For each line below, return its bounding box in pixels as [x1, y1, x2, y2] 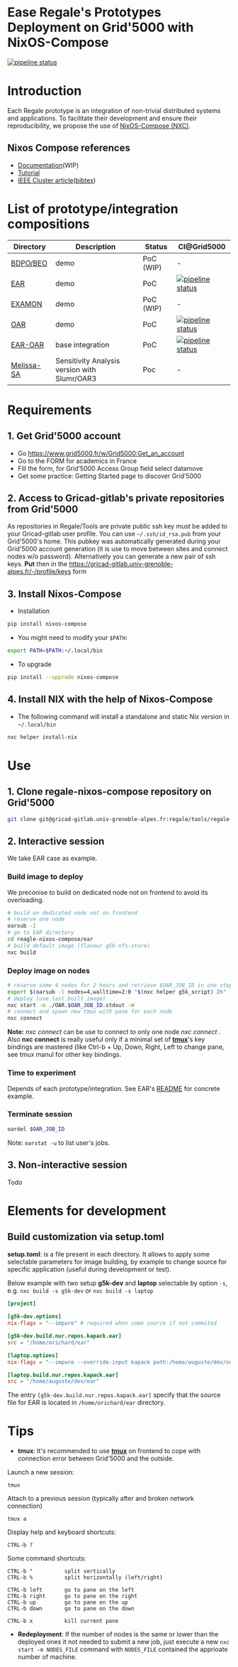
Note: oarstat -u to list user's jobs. [7, 1138, 110, 1147]
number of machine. [17, 1653, 77, 1661]
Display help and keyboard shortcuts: [7, 1528, 117, 1536]
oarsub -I [7, 923, 37, 930]
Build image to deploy [7, 871, 84, 881]
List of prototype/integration [7, 200, 178, 217]
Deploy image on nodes [7, 965, 91, 975]
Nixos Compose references [7, 142, 131, 154]
